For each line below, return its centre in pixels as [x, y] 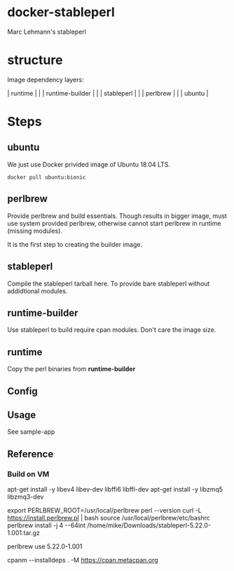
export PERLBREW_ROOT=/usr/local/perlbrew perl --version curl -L [104, 511]
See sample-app [31, 432]
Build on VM [28, 474]
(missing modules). [35, 231]
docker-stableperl [61, 12]
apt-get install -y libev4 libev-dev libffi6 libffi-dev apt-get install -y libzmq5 [115, 489]
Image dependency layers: [46, 79]
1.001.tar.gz [24, 533]
